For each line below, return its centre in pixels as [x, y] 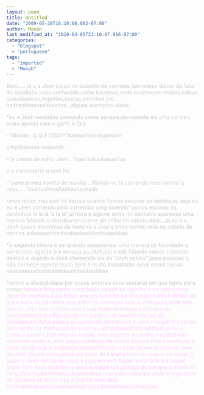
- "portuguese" [31, 52]
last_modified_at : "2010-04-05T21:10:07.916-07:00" [73, 35]
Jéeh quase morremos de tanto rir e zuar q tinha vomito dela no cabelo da [100, 227]
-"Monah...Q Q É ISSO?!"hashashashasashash [64, 135]
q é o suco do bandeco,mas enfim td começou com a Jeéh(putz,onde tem [100, 302]
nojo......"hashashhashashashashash [52, 189]
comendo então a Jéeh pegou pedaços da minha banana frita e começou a [101, 341]
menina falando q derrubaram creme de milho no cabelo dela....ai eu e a [97, 221]
